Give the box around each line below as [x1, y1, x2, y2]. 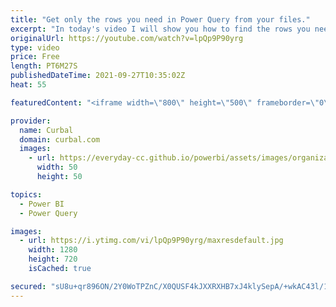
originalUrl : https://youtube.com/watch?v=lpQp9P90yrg [10, 33, 244, 43]
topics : [10, 189, 43, 200]
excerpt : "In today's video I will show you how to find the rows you [10, 24, 311, 34]
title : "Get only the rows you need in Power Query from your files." [10, 14, 311, 25]
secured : [10, 281, 47, 291]
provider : [10, 116, 52, 126]
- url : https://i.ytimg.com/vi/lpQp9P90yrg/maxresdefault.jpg [19, 236, 284, 246]
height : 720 [28, 254, 78, 265]
